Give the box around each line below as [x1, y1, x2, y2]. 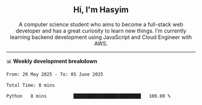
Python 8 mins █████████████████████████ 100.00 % [6, 93, 171, 99]
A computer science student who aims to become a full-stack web [19, 20, 183, 28]
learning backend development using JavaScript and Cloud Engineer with [10, 33, 192, 41]
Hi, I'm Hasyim [73, 5, 129, 15]
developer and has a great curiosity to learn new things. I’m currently [16, 27, 186, 34]
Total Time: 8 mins [6, 82, 55, 88]
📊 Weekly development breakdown [6, 57, 97, 65]
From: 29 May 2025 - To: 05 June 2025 [6, 71, 103, 77]
